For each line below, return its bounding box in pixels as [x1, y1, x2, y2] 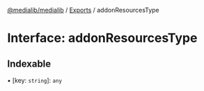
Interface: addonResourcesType [7, 31, 198, 46]
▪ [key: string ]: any [7, 76, 63, 84]
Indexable [7, 58, 52, 69]
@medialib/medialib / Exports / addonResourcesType [7, 6, 160, 14]
